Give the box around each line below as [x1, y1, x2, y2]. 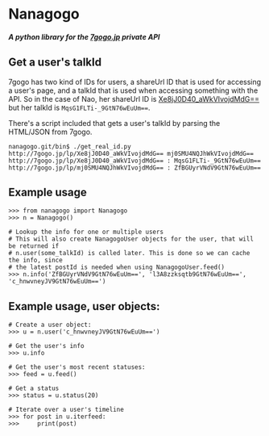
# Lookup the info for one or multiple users [8, 228, 163, 237]
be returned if [8, 242, 60, 250]
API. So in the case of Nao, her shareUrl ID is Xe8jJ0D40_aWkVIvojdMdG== [8, 94, 260, 103]
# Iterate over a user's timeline [8, 405, 125, 414]
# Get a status [8, 384, 60, 392]
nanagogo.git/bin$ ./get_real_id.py [8, 142, 131, 150]
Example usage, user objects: [8, 300, 160, 313]
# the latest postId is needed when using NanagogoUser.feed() [8, 263, 226, 271]
